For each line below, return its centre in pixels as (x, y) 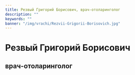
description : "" (22, 14)
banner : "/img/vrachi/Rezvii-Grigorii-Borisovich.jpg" (63, 23)
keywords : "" (19, 19)
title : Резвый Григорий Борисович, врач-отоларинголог (63, 10)
